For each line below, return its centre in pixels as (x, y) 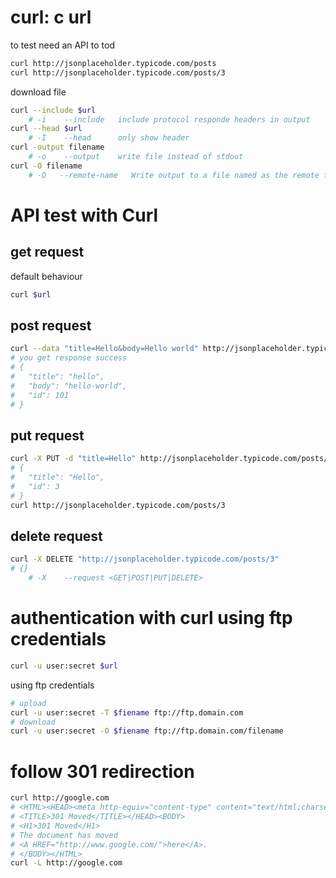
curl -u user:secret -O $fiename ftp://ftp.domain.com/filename (147, 731)
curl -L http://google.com (66, 863)
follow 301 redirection (102, 771)
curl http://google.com (60, 798)
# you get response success (69, 358)
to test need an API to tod (62, 45)
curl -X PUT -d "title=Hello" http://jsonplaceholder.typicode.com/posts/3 (171, 459)
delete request (56, 536)
